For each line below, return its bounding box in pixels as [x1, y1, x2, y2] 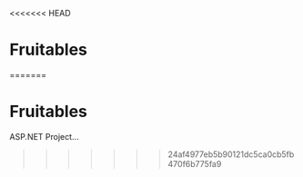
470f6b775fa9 [167, 158, 222, 169]
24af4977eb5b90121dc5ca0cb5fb [167, 149, 295, 160]
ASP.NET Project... [9, 131, 79, 142]
